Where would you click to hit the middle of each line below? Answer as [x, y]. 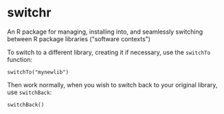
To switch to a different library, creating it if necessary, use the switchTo [109, 52]
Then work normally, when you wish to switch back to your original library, [112, 84]
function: [20, 59]
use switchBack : [30, 92]
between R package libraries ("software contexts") [79, 38]
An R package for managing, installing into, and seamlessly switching [105, 32]
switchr [29, 13]
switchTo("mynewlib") [38, 72]
